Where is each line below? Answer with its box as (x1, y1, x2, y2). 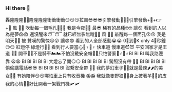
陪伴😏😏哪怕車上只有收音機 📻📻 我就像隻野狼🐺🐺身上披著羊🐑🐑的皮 (26, 73, 167, 79)
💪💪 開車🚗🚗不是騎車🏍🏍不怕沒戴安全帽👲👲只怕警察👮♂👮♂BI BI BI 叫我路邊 (11, 51, 163, 57)
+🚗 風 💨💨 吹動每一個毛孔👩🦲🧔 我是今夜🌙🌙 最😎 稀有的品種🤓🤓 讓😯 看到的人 (5, 25, 162, 31)
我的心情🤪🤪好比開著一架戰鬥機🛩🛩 (5, 81, 80, 87)
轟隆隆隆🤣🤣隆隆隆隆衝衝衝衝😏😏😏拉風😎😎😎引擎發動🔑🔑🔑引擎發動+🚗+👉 (5, 17, 162, 23)
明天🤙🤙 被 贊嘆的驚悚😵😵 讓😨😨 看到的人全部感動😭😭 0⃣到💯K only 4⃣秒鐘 (5, 38, 166, 44)
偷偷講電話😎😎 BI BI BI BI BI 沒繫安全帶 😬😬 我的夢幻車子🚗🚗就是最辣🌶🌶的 (5, 65, 159, 71)
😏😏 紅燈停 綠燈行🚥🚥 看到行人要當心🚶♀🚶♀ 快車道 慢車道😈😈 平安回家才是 (5, 44, 163, 50)
